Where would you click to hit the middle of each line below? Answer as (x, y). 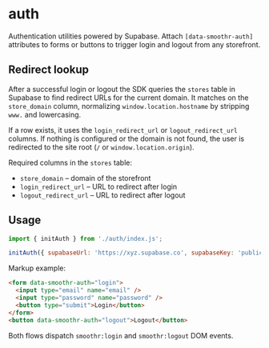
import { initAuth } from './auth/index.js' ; (85, 238)
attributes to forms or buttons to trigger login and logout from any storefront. (134, 44)
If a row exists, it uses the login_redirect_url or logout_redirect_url (123, 130)
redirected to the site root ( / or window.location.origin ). (101, 147)
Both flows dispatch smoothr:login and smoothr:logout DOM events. (121, 335)
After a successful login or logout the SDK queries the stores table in (122, 89)
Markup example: (37, 268)
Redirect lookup (49, 70)
